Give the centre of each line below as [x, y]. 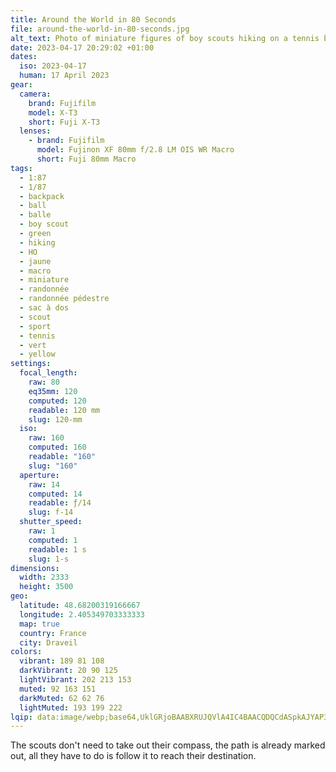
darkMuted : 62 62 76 [62, 698]
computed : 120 [57, 401]
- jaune [35, 261]
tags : [21, 168]
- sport [35, 326]
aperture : [39, 475]
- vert [33, 345]
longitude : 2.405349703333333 [82, 614]
